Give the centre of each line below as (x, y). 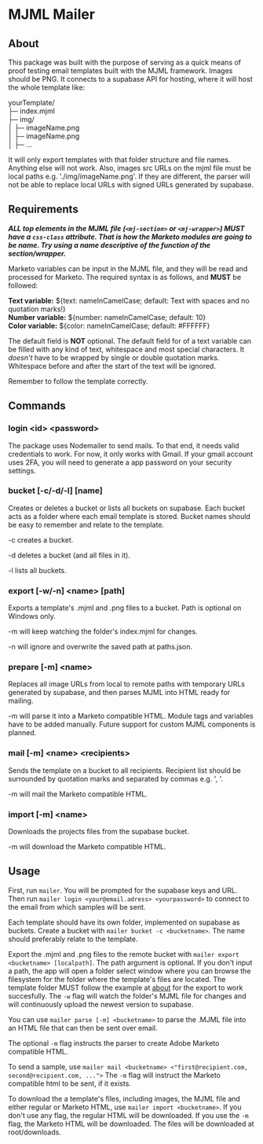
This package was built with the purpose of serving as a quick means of (125, 62)
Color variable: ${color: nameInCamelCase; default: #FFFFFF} (109, 326)
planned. (22, 733)
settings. (22, 470)
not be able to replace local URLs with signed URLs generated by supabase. (131, 185)
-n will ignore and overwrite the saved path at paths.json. (100, 647)
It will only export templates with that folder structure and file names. (119, 160)
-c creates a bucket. (41, 539)
